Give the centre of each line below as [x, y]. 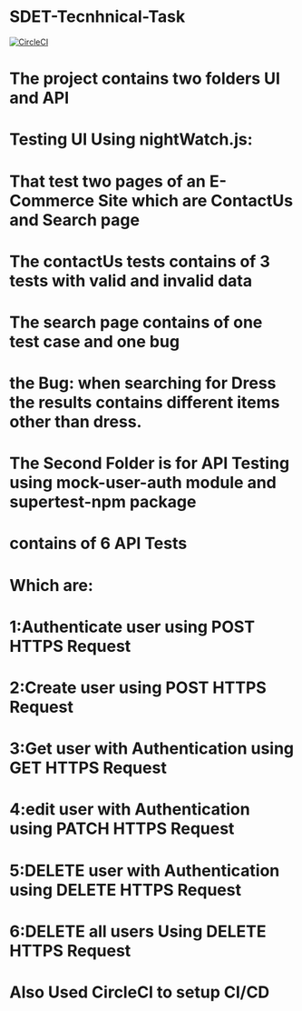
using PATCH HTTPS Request [122, 829]
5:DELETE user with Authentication [145, 871]
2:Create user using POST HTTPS [138, 687]
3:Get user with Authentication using [152, 749]
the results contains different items [145, 403]
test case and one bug [94, 341]
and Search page [75, 220]
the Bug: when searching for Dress [143, 383]
